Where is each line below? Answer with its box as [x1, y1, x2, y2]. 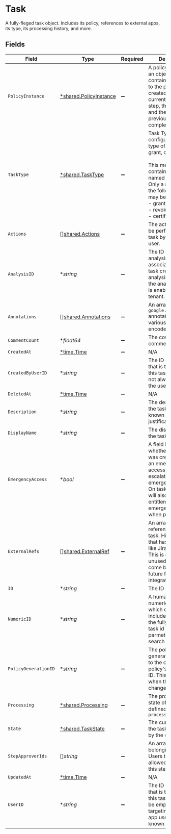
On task [148, 485, 167, 492]
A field [148, 441, 164, 448]
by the [148, 731, 164, 739]
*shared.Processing [60, 701, 108, 709]
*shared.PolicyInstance [60, 92, 116, 99]
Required [121, 55, 144, 62]
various [148, 319, 166, 326]
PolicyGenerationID [8, 666, 55, 671]
